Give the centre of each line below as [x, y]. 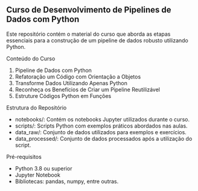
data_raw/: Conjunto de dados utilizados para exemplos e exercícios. [101, 132]
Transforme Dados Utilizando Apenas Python [71, 83]
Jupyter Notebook [37, 175]
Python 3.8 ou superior [43, 168]
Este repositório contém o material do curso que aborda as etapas [88, 34]
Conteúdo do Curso [31, 58]
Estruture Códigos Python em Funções [63, 95]
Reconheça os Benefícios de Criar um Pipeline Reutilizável [87, 89]
